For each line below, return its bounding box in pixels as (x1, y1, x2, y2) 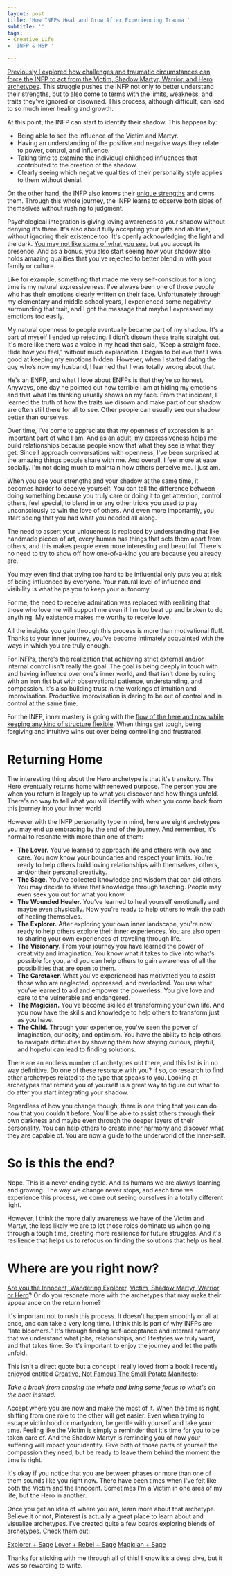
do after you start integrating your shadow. (7, 1088, 130, 1097)
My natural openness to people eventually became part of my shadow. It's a (7, 326, 224, 334)
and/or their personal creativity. (17, 868, 107, 876)
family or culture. (7, 262, 56, 270)
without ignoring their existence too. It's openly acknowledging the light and (7, 232, 224, 240)
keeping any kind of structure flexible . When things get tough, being (7, 720, 202, 728)
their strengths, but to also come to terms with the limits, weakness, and (7, 90, 213, 98)
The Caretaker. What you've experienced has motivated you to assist (17, 971, 216, 980)
